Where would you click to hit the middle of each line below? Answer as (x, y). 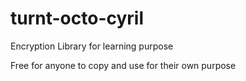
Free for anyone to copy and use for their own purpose (123, 65)
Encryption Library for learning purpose (92, 46)
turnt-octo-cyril (77, 18)
